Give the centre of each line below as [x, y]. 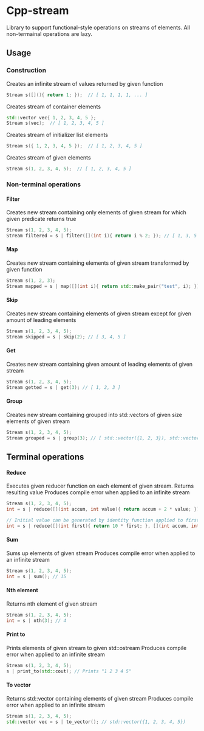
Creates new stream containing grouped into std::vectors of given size [94, 414]
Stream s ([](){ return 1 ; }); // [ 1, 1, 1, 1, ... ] [77, 95]
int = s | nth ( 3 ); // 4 [36, 621]
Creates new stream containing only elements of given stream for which [97, 212]
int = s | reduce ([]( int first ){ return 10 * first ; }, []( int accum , [97, 526]
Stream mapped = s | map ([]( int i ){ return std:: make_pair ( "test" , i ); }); [104, 286]
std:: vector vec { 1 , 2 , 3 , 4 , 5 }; [51, 117]
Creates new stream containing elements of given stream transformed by [98, 263]
